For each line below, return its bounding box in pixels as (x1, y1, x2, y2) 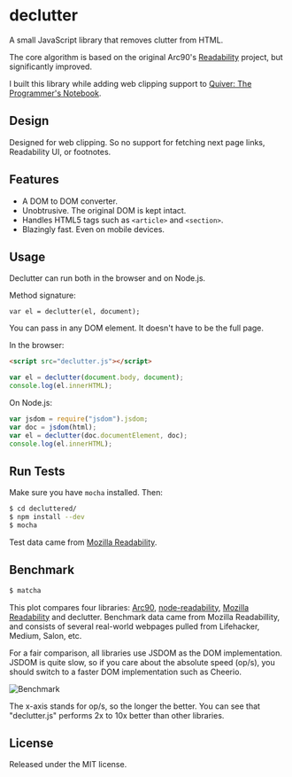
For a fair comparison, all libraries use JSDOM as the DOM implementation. (9, 648, 283, 658)
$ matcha (9, 586, 42, 594)
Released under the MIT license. (9, 759, 127, 770)
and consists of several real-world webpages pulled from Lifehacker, (9, 621, 260, 632)
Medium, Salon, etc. (9, 630, 82, 641)
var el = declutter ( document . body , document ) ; (9, 373, 184, 382)
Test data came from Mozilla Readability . (9, 537, 158, 548)
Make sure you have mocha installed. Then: (9, 487, 164, 498)
